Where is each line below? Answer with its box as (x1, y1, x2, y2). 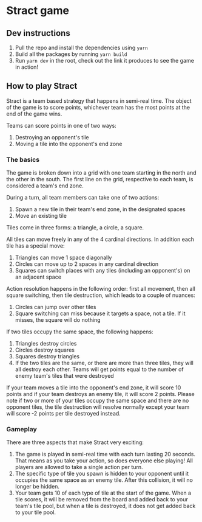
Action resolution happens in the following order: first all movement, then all (6, 285, 195, 293)
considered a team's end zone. (6, 182, 84, 189)
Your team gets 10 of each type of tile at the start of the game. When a (15, 489, 192, 496)
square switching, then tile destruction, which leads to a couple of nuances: (6, 291, 195, 299)
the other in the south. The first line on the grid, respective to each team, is (6, 176, 194, 183)
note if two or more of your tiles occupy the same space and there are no (6, 397, 189, 405)
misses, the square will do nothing (15, 316, 101, 324)
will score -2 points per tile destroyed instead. (6, 410, 121, 417)
